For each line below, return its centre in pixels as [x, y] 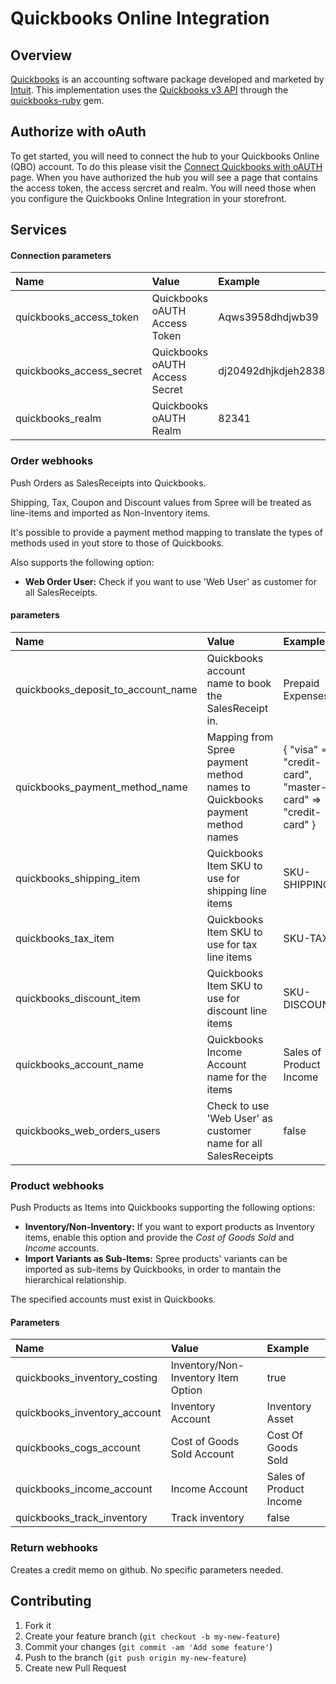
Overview [41, 55]
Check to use [238, 1105]
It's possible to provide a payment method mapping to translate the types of [166, 532]
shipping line [236, 890]
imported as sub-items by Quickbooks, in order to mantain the [153, 1269]
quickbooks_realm [58, 419]
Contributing [51, 1601]
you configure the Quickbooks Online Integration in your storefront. [148, 198]
